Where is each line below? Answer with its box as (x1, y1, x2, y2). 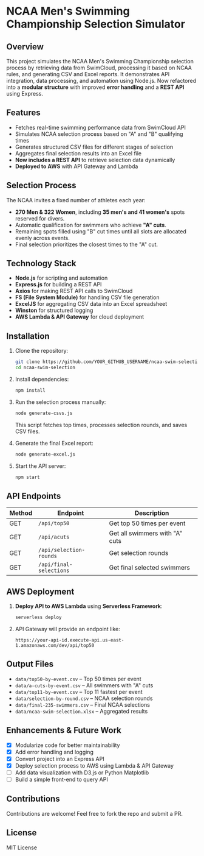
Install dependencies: (15, 376, 69, 383)
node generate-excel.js (15, 451, 76, 458)
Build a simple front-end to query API (15, 776, 108, 783)
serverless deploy (15, 614, 62, 621)
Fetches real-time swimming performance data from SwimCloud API (15, 124, 186, 131)
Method (9, 509, 33, 517)
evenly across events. (15, 234, 70, 241)
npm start (15, 474, 41, 480)
